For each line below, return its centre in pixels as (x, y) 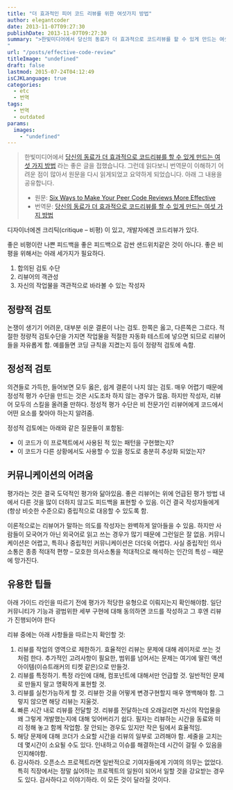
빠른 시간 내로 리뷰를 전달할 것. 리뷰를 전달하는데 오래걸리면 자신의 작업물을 (119, 710)
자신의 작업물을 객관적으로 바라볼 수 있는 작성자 (81, 286)
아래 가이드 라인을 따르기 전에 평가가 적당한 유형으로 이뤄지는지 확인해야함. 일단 (114, 602)
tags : (15, 104)
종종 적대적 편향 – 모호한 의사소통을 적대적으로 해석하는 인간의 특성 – (118, 551)
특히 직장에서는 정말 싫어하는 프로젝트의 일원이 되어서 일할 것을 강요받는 (114, 771)
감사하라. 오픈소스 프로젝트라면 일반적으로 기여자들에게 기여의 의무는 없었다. (120, 762)
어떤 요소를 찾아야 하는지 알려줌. (51, 413)
